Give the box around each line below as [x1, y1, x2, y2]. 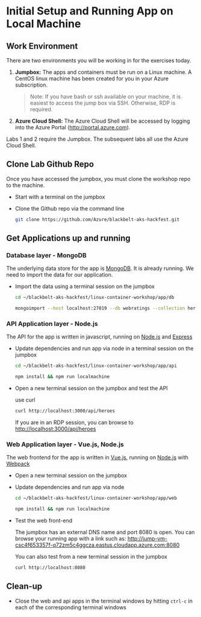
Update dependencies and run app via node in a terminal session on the [14, 345, 194, 352]
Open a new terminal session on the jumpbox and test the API [14, 385, 169, 392]
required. [29, 106, 53, 112]
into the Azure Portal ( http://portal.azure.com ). [14, 124, 131, 130]
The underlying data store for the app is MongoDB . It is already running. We [6, 265, 194, 272]
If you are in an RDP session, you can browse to [14, 419, 134, 426]
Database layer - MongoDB [6, 251, 87, 259]
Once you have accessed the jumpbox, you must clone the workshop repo [6, 175, 191, 182]
